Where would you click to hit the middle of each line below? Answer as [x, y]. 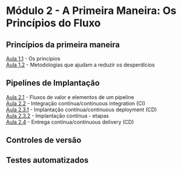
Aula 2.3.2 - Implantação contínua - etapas [57, 115]
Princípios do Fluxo [53, 23]
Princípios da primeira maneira [63, 45]
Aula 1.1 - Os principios [33, 59]
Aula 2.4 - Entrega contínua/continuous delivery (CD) [70, 122]
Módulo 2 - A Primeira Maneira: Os [91, 11]
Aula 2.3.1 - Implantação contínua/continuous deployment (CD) [82, 110]
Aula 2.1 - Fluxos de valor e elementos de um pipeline [70, 97]
